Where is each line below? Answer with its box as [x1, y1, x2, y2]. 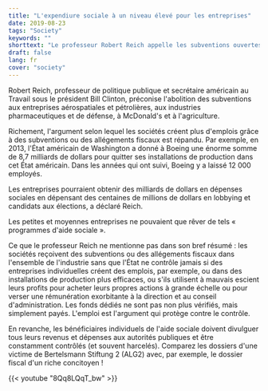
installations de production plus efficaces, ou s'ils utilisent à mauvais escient [8, 274, 259, 284]
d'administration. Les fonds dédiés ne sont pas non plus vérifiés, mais [8, 300, 238, 310]
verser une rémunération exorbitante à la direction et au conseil [8, 291, 217, 301]
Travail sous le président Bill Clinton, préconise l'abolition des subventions [8, 93, 252, 104]
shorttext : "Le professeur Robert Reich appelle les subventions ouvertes [8, 41, 262, 49]
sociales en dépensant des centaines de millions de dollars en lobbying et [8, 192, 251, 202]
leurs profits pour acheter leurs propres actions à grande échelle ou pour [8, 282, 248, 292]
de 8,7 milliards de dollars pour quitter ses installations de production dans [8, 152, 254, 161]
